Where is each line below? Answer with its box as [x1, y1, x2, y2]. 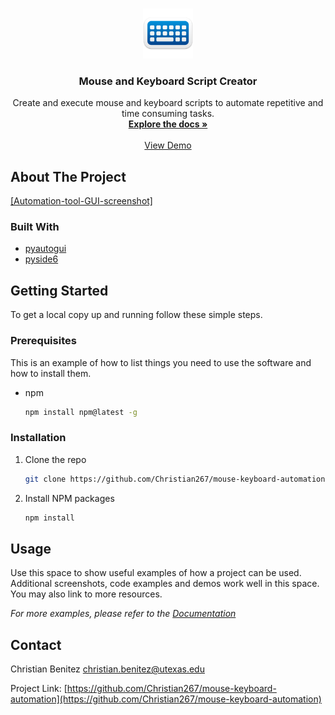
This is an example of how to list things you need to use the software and [10, 356, 312, 368]
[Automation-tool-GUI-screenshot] [10, 195, 153, 207]
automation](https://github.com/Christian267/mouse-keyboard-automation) [10, 693, 322, 705]
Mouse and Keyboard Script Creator [78, 74, 258, 88]
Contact [10, 636, 62, 653]
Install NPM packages [24, 492, 115, 504]
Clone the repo [24, 453, 87, 465]
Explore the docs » [128, 118, 208, 130]
